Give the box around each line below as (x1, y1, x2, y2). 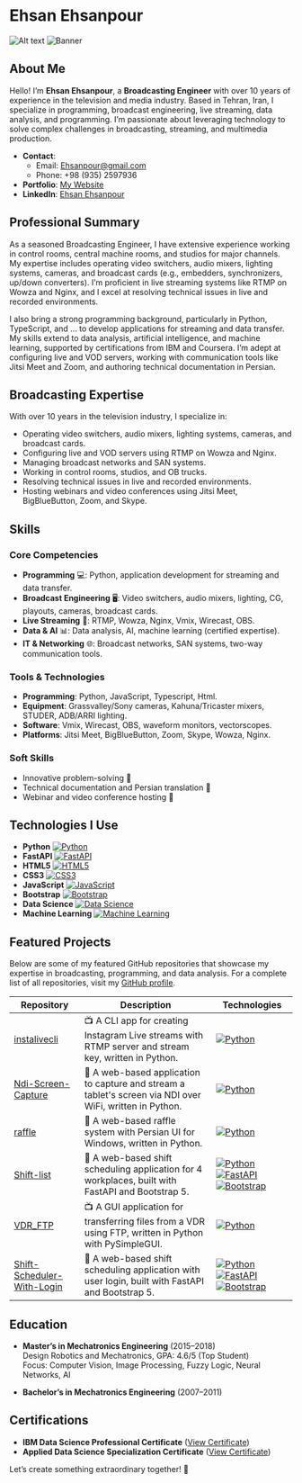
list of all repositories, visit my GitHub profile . (9, 977, 176, 988)
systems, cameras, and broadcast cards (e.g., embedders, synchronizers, (9, 267, 283, 278)
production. (9, 132, 52, 144)
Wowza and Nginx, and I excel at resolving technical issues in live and (9, 286, 268, 297)
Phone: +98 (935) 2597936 (35, 169, 138, 180)
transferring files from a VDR (84, 1216, 205, 1228)
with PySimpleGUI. (84, 1238, 164, 1251)
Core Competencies (9, 548, 99, 561)
